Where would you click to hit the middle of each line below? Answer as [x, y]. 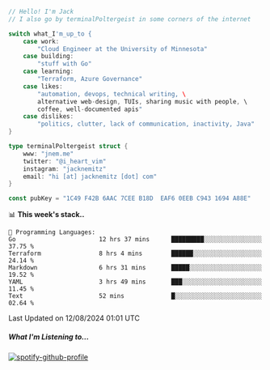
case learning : [49, 72]
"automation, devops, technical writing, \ [112, 94]
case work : [41, 41]
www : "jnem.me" [49, 154]
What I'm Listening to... [49, 337]
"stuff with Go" [65, 64]
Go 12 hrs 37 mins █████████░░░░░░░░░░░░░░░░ [135, 240]
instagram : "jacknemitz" [65, 169]
